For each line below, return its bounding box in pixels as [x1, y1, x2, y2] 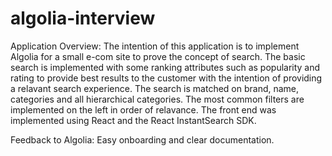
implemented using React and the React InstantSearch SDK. [10, 114, 257, 126]
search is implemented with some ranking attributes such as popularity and [10, 61, 321, 73]
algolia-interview [10, 7, 156, 30]
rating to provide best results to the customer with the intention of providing [10, 72, 323, 84]
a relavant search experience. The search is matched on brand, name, [10, 82, 300, 94]
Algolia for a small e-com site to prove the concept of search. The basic [10, 50, 306, 62]
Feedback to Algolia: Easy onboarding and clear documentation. [10, 133, 275, 146]
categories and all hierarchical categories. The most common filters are [10, 93, 305, 105]
